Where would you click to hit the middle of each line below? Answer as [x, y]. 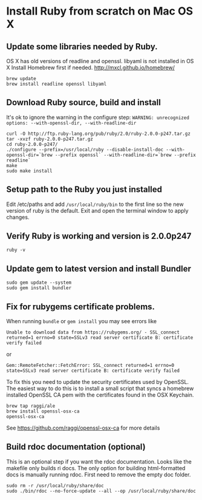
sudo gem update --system [39, 283]
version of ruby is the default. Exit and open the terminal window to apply [97, 210]
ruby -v [16, 250]
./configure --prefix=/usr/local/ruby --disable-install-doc [85, 149]
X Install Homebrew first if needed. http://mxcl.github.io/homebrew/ [91, 67]
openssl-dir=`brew [29, 155]
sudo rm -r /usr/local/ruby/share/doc [55, 485]
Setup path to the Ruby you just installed [84, 190]
